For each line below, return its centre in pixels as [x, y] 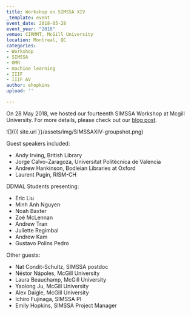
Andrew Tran [31, 224]
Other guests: [23, 255]
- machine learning [31, 68]
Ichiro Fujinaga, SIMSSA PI [48, 299]
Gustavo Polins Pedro [42, 243]
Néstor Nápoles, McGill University [57, 273]
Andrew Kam [31, 237]
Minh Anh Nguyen [38, 205]
